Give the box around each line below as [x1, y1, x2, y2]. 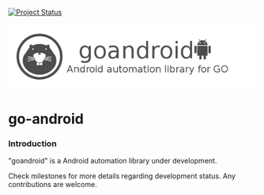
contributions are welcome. [8, 179, 97, 189]
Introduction [8, 138, 57, 149]
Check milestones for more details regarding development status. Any [8, 171, 236, 181]
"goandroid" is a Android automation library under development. [8, 156, 217, 165]
